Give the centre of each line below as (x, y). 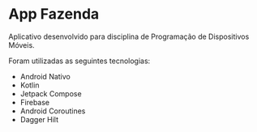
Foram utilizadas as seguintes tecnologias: (79, 61)
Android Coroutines (53, 111)
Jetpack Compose (51, 93)
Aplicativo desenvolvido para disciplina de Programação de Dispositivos (129, 36)
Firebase (35, 102)
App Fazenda (54, 14)
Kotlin (30, 85)
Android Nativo (45, 76)
